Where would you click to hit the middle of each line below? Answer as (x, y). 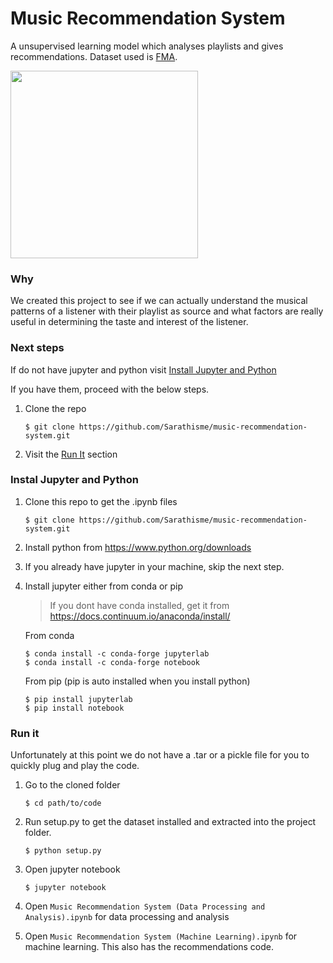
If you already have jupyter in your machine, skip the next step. (154, 566)
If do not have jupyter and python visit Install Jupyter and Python (143, 369)
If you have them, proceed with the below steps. (110, 389)
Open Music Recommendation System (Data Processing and (145, 906)
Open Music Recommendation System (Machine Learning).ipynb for (161, 936)
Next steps (37, 348)
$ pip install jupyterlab (78, 699)
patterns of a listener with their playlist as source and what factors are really (167, 311)
